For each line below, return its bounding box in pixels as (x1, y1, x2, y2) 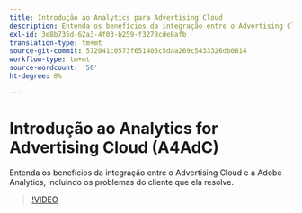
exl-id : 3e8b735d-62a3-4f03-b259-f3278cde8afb (9, 30, 187, 39)
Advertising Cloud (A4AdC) (9, 137, 219, 157)
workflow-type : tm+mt (9, 55, 91, 64)
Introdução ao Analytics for (9, 118, 218, 138)
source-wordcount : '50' (9, 64, 99, 73)
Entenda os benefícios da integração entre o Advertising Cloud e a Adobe (9, 167, 282, 178)
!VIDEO (31, 194, 58, 205)
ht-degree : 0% (9, 72, 63, 81)
